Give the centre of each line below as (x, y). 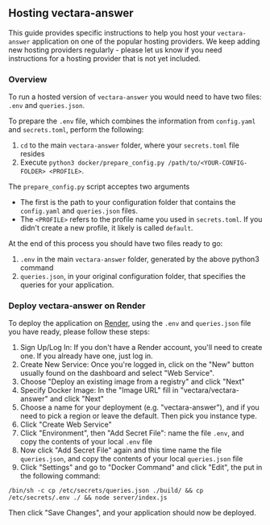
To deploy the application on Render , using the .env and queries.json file (130, 323)
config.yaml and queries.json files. (79, 211)
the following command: (60, 476)
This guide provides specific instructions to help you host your (112, 32)
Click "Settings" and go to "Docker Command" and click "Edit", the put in (141, 468)
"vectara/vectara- (210, 390)
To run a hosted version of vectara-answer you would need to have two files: (135, 97)
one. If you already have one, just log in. (86, 356)
